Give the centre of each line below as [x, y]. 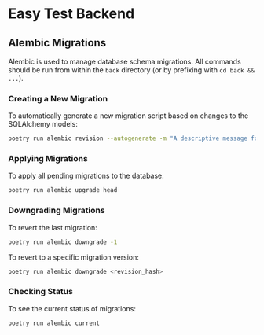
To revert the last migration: [53, 227]
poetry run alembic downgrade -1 [63, 242]
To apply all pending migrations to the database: [86, 176]
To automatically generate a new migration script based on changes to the [128, 116]
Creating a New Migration [58, 98]
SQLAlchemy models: [43, 124]
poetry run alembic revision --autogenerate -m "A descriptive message [128, 138]
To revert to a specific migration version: [74, 257]
